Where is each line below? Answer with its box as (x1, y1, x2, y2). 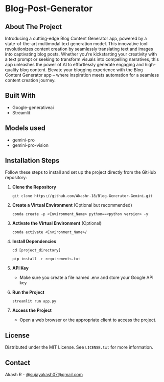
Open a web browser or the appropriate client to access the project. (19, 317, 157, 323)
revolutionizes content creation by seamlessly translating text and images (5, 46, 153, 52)
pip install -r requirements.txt (12, 256, 81, 262)
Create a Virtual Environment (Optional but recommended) (12, 202, 132, 208)
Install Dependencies (12, 239, 56, 245)
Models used (5, 124, 46, 133)
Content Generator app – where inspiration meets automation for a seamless (5, 72, 159, 78)
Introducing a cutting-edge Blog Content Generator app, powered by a (5, 35, 147, 41)
